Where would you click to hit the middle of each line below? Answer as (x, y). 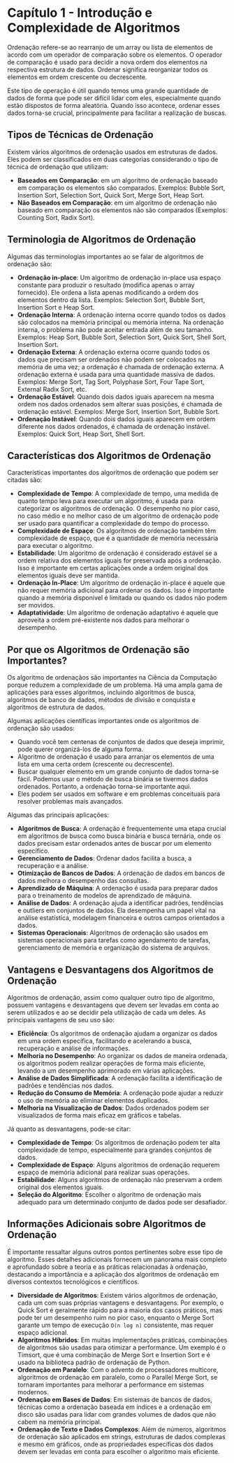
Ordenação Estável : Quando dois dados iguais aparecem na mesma (116, 397)
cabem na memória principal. (59, 1422)
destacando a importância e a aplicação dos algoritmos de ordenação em (113, 1274)
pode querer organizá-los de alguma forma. (80, 749)
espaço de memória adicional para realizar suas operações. (103, 1172)
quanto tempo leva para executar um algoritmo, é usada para (105, 501)
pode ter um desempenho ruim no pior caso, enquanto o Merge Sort (116, 1317)
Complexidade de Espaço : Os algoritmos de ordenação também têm (117, 531)
